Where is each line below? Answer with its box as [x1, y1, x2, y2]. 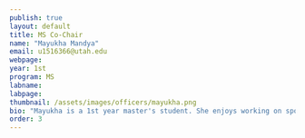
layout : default [9, 22, 71, 31]
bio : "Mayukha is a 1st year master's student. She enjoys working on [9, 106, 282, 115]
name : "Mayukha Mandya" [9, 38, 100, 48]
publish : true [9, 13, 64, 23]
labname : [9, 81, 43, 90]
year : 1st [9, 64, 47, 74]
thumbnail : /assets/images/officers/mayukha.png [9, 97, 197, 107]
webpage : [9, 55, 43, 64]
